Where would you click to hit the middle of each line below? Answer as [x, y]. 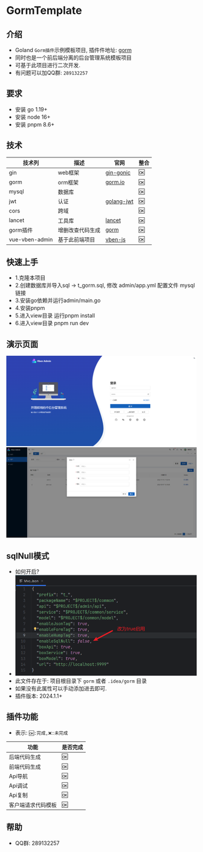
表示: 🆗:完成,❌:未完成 [41, 732]
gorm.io [115, 182]
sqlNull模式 [28, 556]
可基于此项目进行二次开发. [47, 65]
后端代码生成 [25, 757]
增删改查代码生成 [79, 230]
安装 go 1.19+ [31, 109]
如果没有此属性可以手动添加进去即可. [61, 688]
